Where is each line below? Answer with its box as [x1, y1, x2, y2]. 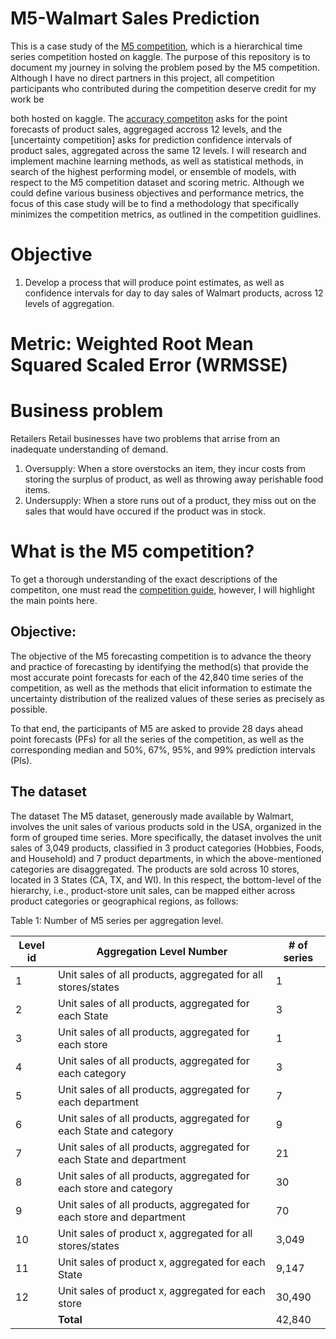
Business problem [10, 400, 164, 422]
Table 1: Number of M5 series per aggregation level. [10, 914, 224, 926]
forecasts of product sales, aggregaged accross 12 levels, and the [10, 123, 283, 135]
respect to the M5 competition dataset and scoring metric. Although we [10, 176, 305, 188]
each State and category [57, 1123, 174, 1137]
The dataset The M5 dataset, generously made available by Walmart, [10, 810, 294, 822]
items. [24, 484, 51, 496]
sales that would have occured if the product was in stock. [24, 505, 266, 517]
